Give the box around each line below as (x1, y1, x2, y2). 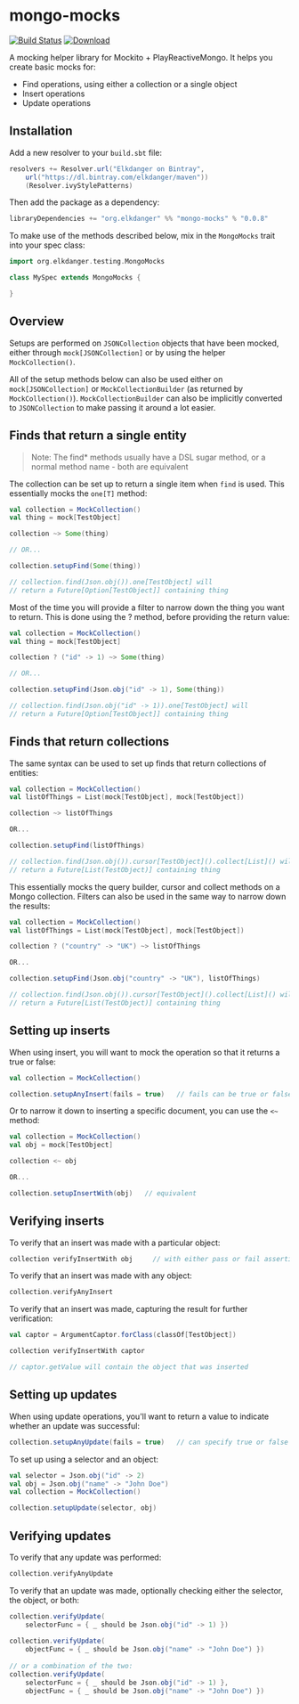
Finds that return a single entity (9, 428, 187, 444)
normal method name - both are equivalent (30, 461, 189, 472)
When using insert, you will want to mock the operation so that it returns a (9, 1047, 280, 1057)
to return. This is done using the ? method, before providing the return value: (9, 611, 290, 622)
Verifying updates (9, 1529, 111, 1544)
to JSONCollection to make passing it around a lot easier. (9, 402, 216, 412)
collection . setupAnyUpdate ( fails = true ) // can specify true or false (9, 1438, 289, 1447)
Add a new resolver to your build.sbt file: (9, 147, 163, 158)
